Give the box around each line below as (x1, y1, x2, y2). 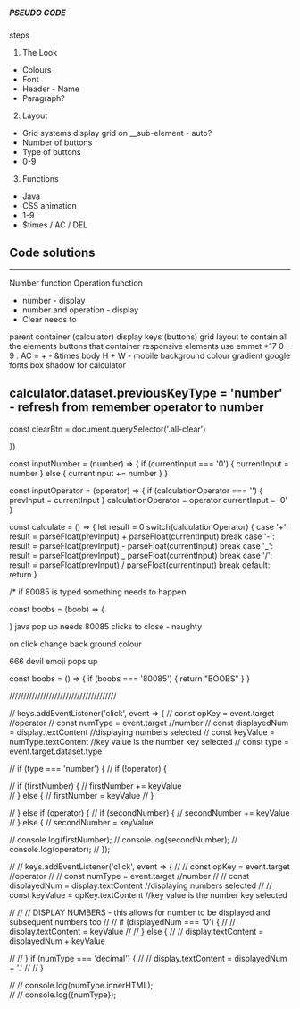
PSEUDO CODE (9, 7, 67, 18)
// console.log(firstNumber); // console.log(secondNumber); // (9, 834, 238, 845)
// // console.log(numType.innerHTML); (9, 979, 154, 990)
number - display (21, 295, 86, 305)
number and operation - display (21, 304, 139, 315)
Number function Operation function (9, 278, 143, 288)
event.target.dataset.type (9, 746, 103, 757)
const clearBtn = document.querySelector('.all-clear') (9, 423, 206, 434)
